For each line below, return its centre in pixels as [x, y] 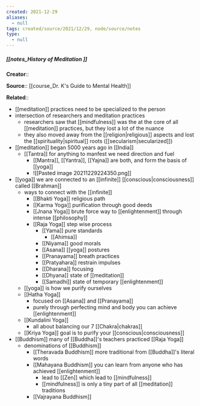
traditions [53, 390]
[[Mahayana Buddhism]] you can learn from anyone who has [108, 364]
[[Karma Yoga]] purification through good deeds [92, 205]
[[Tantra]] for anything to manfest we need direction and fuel [99, 153]
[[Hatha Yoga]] [42, 294]
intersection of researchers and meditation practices [80, 115]
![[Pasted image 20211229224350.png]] [82, 173]
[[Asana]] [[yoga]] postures [76, 250]
